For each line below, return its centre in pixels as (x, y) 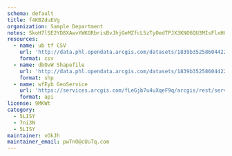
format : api (37, 97)
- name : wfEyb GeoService (51, 84)
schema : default (30, 13)
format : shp (37, 78)
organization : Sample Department (55, 26)
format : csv (37, 59)
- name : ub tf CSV (40, 46)
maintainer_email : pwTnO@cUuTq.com (58, 142)
